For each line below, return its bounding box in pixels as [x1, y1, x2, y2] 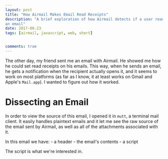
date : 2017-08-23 [5, 26, 41, 31]
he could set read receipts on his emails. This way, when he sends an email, [5, 63, 161, 69]
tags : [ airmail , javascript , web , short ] [5, 30, 93, 35]
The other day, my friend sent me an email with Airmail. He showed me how [5, 57, 161, 63]
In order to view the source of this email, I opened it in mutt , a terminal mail [5, 113, 159, 119]
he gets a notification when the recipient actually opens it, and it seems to [5, 68, 157, 74]
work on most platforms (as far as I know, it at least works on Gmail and [5, 73, 152, 79]
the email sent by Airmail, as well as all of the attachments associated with [5, 123, 158, 129]
